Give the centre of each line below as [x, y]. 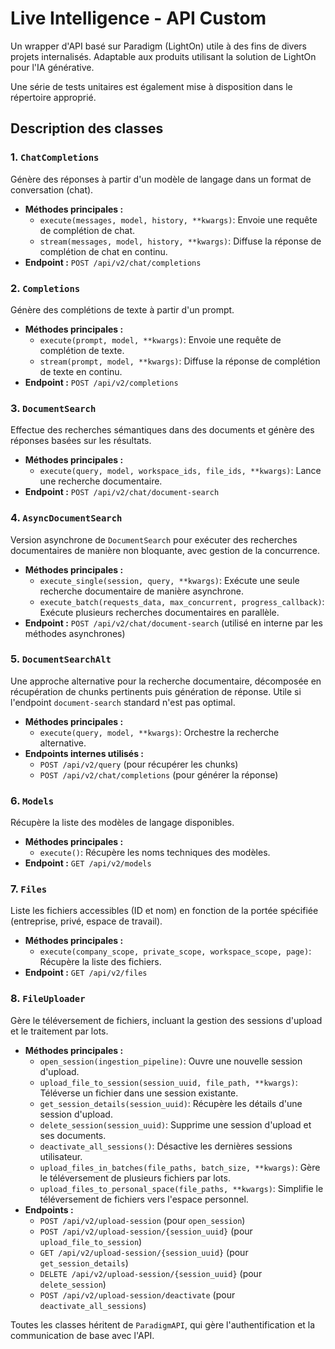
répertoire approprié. [53, 97]
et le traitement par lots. [59, 1031]
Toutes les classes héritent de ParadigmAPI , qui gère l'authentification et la [163, 1324]
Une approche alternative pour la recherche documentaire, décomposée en [166, 681]
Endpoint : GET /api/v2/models [88, 863]
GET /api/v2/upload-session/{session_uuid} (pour [144, 1252]
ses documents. [73, 1135]
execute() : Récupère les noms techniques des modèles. [155, 853]
